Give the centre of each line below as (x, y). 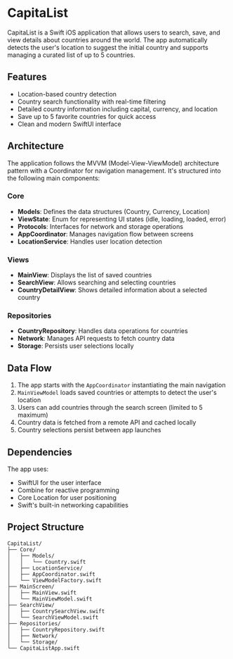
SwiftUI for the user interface (59, 483)
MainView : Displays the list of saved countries (85, 275)
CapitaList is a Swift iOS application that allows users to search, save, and (114, 32)
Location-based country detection (67, 94)
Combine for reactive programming (68, 490)
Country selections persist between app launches (89, 430)
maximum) (33, 415)
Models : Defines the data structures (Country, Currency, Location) (114, 211)
